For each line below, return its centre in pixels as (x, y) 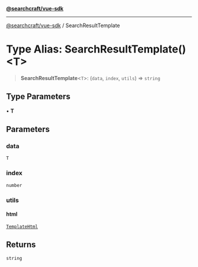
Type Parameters (38, 97)
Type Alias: (34, 49)
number (14, 185)
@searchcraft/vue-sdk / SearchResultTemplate (63, 25)
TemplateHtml (22, 226)
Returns (21, 245)
